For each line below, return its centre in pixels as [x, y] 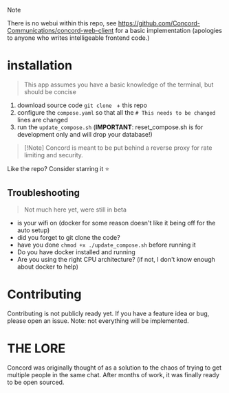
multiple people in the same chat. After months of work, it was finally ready [113, 374]
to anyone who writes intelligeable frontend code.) [78, 38]
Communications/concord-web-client [61, 31]
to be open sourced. [36, 382]
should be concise [50, 91]
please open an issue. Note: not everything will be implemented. [98, 321]
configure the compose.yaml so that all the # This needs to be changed [116, 112]
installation [40, 66]
